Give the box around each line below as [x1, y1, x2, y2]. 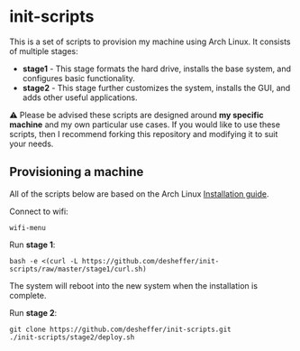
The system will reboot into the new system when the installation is [9, 280, 259, 291]
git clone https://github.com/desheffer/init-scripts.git [9, 325, 232, 334]
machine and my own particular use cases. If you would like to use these [9, 119, 281, 130]
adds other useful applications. [22, 92, 138, 103]
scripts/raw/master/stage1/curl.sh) [9, 264, 147, 273]
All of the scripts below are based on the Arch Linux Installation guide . [9, 188, 269, 199]
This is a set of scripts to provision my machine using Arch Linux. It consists [9, 36, 291, 47]
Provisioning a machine [9, 164, 144, 180]
